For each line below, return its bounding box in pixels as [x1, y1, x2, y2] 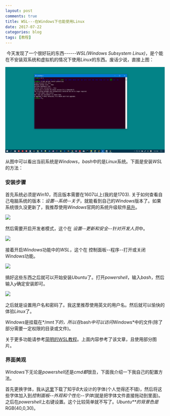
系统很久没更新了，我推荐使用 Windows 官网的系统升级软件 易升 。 [5, 204, 140, 210]
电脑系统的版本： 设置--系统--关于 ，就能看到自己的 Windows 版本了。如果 [9, 198, 161, 204]
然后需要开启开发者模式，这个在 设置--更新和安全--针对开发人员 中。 [5, 225, 148, 231]
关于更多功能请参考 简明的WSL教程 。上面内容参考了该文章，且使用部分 [5, 336, 153, 342]
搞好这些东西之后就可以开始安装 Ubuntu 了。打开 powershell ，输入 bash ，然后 [5, 274, 165, 280]
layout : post [5, 8, 33, 13]
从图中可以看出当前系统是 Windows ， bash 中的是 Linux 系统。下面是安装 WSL [5, 158, 163, 165]
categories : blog [5, 29, 42, 35]
